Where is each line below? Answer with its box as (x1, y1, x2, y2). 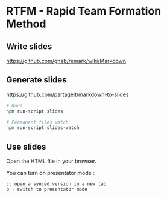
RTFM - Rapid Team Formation (6, 4, 162, 18)
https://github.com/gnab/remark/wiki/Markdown (6, 58, 127, 64)
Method (6, 17, 46, 31)
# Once (6, 102, 23, 108)
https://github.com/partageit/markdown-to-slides (6, 91, 129, 98)
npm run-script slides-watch (6, 125, 80, 131)
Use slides (6, 141, 46, 152)
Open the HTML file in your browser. (6, 157, 96, 165)
